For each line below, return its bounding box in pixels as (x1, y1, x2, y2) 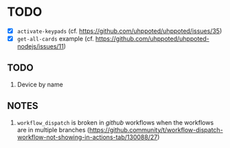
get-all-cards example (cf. (16, 35, 94, 42)
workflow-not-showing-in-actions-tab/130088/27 (16, 133, 158, 141)
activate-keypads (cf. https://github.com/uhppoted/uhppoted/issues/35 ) (16, 27, 222, 35)
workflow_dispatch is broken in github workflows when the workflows (16, 118, 214, 127)
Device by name (16, 80, 63, 88)
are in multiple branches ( (16, 125, 90, 134)
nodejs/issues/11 (16, 42, 64, 51)
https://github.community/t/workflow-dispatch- (89, 125, 223, 134)
